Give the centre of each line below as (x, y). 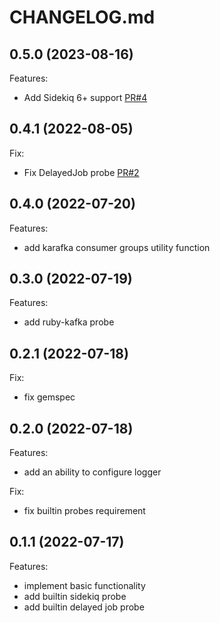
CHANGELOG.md (82, 17)
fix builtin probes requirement (84, 511)
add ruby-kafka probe (69, 322)
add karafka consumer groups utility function (117, 247)
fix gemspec (49, 397)
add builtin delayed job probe (84, 607)
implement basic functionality (84, 585)
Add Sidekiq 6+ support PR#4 (85, 97)
